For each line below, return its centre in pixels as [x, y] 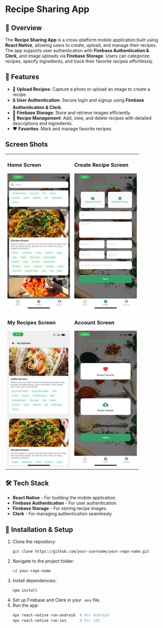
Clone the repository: [34, 542]
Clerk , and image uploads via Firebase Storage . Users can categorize [77, 56]
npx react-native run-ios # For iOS [56, 620]
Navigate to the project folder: [43, 561]
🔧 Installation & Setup [39, 529]
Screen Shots [27, 144]
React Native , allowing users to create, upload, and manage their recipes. [81, 45]
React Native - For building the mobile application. [64, 498]
